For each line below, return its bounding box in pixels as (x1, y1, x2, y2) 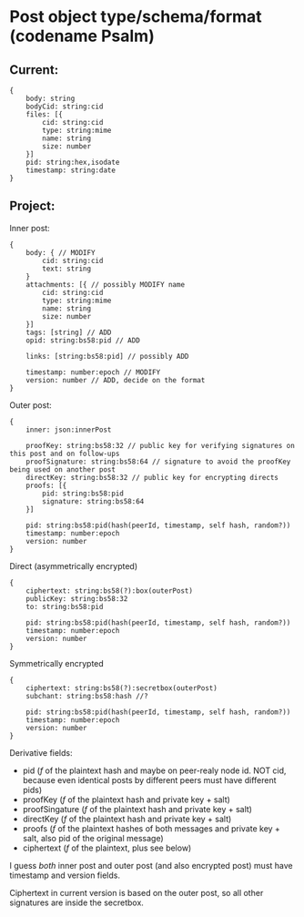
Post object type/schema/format (9, 6, 262, 27)
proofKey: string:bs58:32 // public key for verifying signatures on (25, 441, 296, 450)
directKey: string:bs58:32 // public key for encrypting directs (25, 473, 279, 482)
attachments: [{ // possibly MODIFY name (25, 280, 185, 289)
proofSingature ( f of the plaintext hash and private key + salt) (22, 803, 253, 814)
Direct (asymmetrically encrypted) (9, 560, 138, 571)
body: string (25, 94, 76, 103)
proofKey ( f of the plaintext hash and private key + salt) (22, 794, 230, 805)
